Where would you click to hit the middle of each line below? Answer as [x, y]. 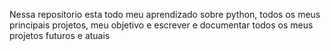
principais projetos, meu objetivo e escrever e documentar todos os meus [161, 25]
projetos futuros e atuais [60, 35]
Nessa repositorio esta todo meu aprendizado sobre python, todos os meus [165, 14]
